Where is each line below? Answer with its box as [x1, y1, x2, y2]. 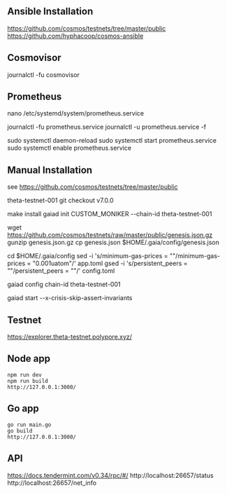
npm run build [7, 377, 49, 384]
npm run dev [7, 371, 42, 379]
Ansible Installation [7, 6, 94, 17]
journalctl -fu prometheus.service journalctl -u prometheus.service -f [7, 122, 207, 132]
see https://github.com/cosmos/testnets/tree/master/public [7, 183, 178, 191]
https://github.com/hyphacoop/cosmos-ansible [7, 31, 144, 40]
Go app [7, 402, 40, 415]
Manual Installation [7, 164, 93, 176]
